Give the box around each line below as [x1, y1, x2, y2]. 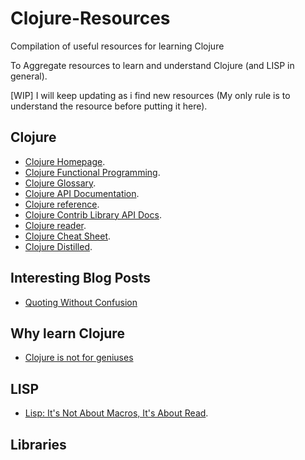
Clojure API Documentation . [24, 187, 140, 199]
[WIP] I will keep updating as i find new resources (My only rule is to [10, 89, 291, 101]
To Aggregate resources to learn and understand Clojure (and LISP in [10, 59, 295, 71]
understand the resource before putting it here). [10, 100, 208, 112]
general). [10, 70, 48, 82]
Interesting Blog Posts [10, 270, 152, 287]
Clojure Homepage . [24, 155, 106, 167]
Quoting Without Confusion [24, 296, 138, 308]
